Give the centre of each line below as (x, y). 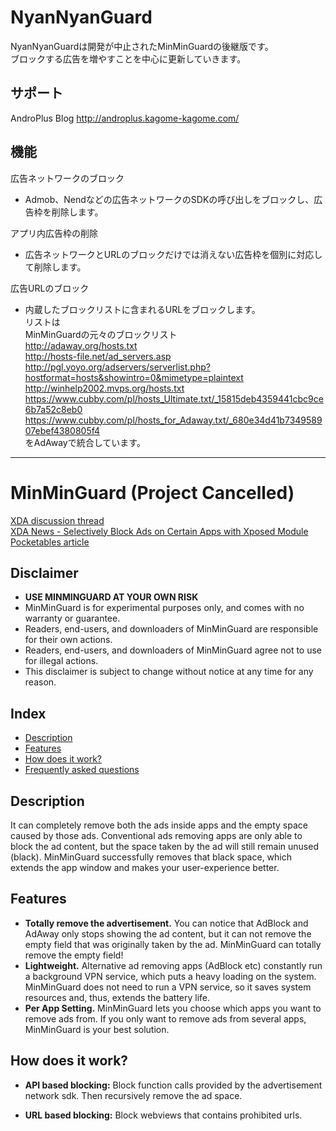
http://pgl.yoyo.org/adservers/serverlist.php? (117, 367)
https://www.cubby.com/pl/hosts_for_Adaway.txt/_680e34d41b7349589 (173, 420)
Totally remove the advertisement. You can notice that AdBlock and (166, 923)
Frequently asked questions (82, 770)
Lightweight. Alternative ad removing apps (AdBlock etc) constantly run (173, 965)
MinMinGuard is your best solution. (97, 1029)
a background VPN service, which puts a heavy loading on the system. (170, 976)
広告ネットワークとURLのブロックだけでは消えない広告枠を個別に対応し (173, 254)
